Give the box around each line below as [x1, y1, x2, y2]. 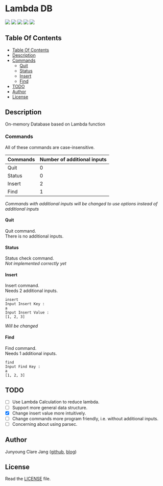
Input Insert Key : [5, 302, 45, 307]
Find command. [5, 345, 37, 351]
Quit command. [5, 228, 36, 234]
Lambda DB [5, 3, 53, 14]
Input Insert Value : [5, 310, 49, 315]
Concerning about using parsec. [12, 421, 77, 427]
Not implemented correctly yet [5, 261, 67, 267]
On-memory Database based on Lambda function [5, 121, 105, 127]
